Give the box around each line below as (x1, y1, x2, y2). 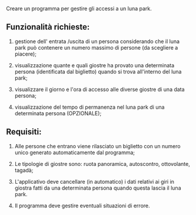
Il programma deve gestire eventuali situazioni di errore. (14, 202, 150, 209)
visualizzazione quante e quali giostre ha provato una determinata (14, 61, 175, 69)
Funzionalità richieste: (6, 22, 90, 32)
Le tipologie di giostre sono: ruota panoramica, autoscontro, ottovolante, (14, 160, 190, 167)
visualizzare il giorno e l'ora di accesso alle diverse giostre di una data (14, 86, 185, 93)
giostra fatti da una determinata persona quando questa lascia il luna (14, 184, 181, 191)
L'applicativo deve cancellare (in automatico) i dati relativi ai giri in (14, 178, 175, 185)
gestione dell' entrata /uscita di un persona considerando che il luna (14, 38, 180, 45)
